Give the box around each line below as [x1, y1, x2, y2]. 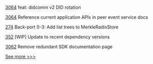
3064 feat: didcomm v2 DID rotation [5, 5, 81, 10]
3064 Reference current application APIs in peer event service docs [5, 14, 148, 20]
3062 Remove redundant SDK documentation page [5, 44, 113, 50]
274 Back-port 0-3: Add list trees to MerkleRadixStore [5, 24, 119, 30]
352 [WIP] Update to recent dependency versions [5, 34, 110, 40]
